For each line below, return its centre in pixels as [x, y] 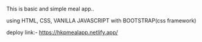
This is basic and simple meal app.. [50, 9]
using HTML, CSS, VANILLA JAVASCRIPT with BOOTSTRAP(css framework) [101, 20]
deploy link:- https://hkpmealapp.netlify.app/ [62, 32]
